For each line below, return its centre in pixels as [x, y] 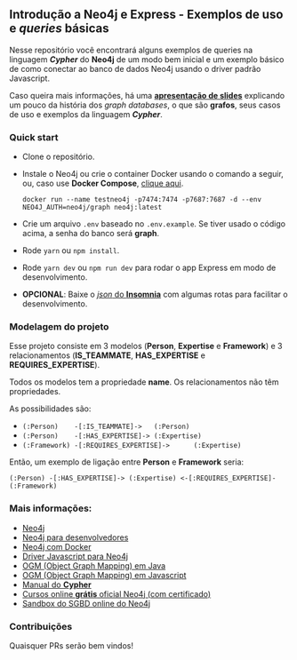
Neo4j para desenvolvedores [75, 537]
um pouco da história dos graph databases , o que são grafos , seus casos [145, 105]
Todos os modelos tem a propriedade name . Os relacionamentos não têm [144, 382]
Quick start [34, 137]
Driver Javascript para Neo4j [75, 556]
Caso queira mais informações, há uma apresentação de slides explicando [147, 95]
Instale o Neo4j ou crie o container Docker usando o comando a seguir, [153, 174]
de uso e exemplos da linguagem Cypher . [86, 114]
